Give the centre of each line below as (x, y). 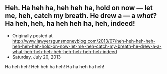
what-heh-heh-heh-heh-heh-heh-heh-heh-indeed (64, 51)
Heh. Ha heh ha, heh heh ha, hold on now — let (79, 8)
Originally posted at (32, 36)
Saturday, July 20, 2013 (36, 57)
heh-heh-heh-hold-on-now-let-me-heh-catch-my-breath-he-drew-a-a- (87, 46)
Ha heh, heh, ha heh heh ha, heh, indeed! (70, 24)
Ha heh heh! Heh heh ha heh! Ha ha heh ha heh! (54, 66)
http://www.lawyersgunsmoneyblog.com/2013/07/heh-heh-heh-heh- (84, 41)
